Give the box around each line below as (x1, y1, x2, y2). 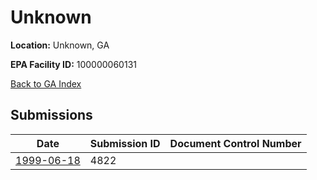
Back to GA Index (10, 77, 82, 90)
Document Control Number (169, 136, 302, 150)
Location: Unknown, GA (10, 39, 110, 51)
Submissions (10, 107, 93, 124)
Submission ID (89, 136, 161, 150)
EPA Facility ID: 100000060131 (10, 58, 137, 70)
